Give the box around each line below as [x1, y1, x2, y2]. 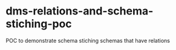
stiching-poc [5, 17, 72, 31]
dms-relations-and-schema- [5, 4, 154, 18]
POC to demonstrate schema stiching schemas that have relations [5, 37, 171, 44]
